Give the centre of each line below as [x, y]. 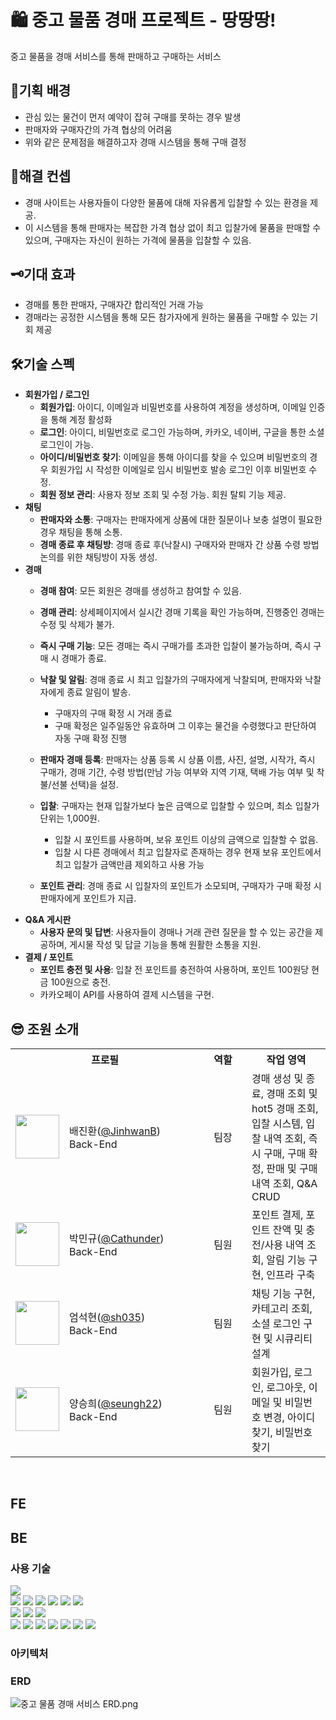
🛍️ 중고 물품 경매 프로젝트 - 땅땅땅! [143, 20]
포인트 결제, [277, 1214]
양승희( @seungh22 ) [116, 1403]
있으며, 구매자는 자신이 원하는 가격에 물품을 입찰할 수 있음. [138, 240]
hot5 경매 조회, [285, 1108]
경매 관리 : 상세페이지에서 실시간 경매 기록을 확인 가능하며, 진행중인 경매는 [182, 612]
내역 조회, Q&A [284, 1183]
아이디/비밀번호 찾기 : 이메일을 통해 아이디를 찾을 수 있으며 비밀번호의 [173, 457]
